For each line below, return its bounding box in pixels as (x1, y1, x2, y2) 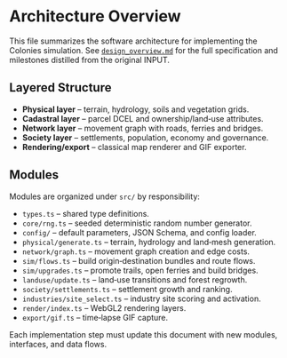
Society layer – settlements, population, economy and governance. (21, 131, 269, 143)
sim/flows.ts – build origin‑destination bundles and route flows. (21, 255, 256, 266)
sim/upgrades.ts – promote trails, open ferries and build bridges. (21, 265, 259, 275)
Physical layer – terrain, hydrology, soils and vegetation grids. (21, 104, 250, 115)
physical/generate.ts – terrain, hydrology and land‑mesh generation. (21, 236, 276, 247)
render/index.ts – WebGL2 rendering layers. (21, 302, 187, 313)
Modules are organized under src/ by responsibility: (9, 191, 200, 202)
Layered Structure (9, 80, 112, 95)
